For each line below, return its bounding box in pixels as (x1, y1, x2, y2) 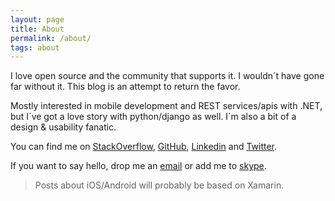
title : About (10, 24, 65, 34)
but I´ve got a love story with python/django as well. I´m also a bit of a (10, 111, 297, 123)
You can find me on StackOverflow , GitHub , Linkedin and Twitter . (10, 141, 278, 153)
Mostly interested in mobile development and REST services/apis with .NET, (10, 100, 323, 112)
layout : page (10, 14, 65, 25)
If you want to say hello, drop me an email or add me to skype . (10, 160, 267, 172)
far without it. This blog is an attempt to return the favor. (10, 81, 241, 93)
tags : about (10, 42, 60, 53)
